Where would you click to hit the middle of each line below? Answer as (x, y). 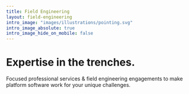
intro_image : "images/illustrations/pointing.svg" (69, 22)
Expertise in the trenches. (71, 63)
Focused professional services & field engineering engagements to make (94, 79)
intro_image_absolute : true (41, 28)
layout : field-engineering (39, 17)
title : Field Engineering (38, 11)
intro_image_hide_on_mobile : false (50, 33)
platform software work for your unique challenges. (68, 85)
